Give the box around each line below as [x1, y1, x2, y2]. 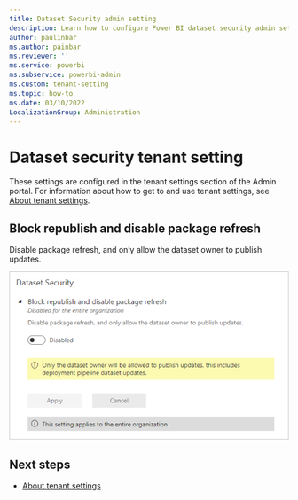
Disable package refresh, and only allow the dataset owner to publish [9, 245, 263, 255]
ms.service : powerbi [9, 61, 86, 70]
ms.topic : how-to [9, 89, 74, 98]
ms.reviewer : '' [9, 51, 69, 61]
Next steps [9, 457, 71, 472]
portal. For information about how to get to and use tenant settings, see [9, 186, 270, 197]
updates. [9, 254, 42, 265]
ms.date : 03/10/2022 [9, 98, 86, 107]
